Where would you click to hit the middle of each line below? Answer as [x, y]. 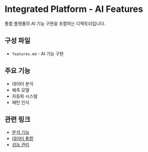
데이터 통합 [23, 139]
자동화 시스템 [25, 96]
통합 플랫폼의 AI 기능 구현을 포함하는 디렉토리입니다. [55, 23]
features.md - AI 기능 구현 [38, 54]
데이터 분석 [23, 83]
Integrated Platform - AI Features [74, 9]
